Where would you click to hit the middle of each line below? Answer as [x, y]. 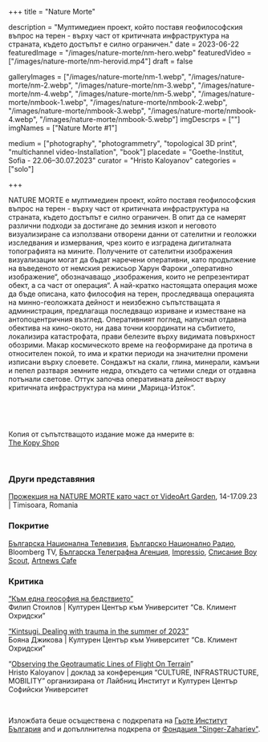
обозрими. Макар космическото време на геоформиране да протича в [130, 345]
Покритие [29, 526]
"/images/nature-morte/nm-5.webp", [136, 94]
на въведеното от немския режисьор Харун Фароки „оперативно [121, 268]
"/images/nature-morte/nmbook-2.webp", [158, 102]
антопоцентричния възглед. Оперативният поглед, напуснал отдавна [128, 319]
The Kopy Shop [34, 443]
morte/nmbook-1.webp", [48, 102]
